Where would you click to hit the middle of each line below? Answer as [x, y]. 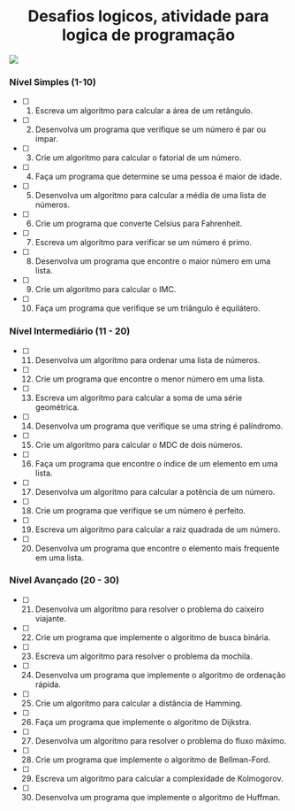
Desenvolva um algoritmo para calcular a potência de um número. [155, 491]
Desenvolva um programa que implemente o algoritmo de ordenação [160, 675]
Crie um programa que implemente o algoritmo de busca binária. [153, 637]
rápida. [48, 684]
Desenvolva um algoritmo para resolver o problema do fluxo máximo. [161, 740]
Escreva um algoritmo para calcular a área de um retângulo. [144, 111]
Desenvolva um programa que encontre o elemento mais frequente [157, 548]
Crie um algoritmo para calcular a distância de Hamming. [139, 703]
